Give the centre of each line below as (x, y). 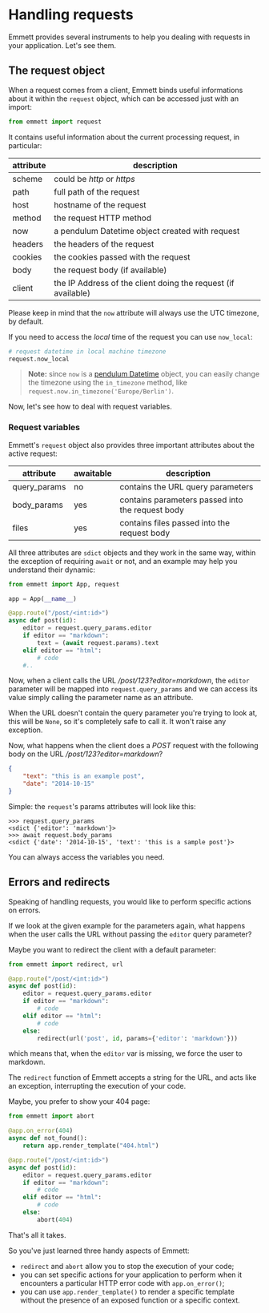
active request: (33, 453)
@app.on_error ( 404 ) (41, 1131)
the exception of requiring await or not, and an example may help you (123, 561)
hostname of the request (100, 204)
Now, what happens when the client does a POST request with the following (133, 746)
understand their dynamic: (52, 570)
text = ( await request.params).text (98, 642)
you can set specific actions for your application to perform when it (131, 1275)
